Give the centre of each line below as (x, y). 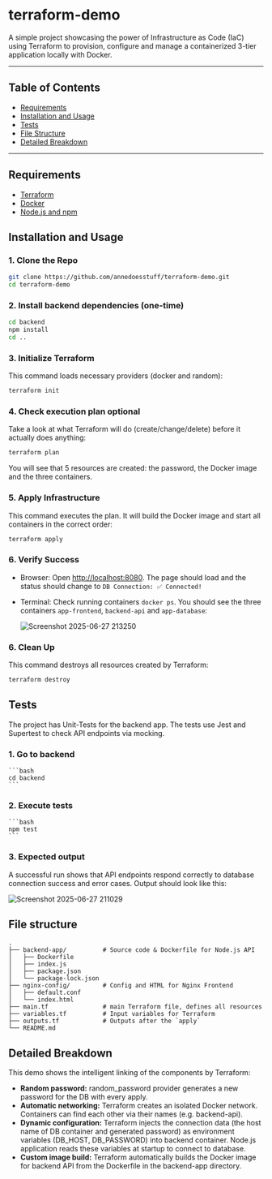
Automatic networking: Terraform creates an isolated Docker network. (139, 1106)
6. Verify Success (44, 560)
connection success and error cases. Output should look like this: (117, 883)
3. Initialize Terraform (51, 358)
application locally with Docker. (60, 54)
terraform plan (34, 453)
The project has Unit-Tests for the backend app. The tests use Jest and (127, 725)
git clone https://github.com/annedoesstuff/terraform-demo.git (119, 278)
